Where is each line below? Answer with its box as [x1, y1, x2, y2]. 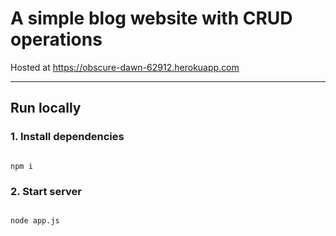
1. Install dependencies [10, 130, 125, 144]
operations [10, 28, 103, 51]
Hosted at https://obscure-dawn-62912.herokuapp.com [10, 61, 240, 73]
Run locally [10, 100, 82, 117]
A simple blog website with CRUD [10, 7, 293, 30]
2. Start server [10, 184, 83, 198]
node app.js [10, 215, 60, 226]
